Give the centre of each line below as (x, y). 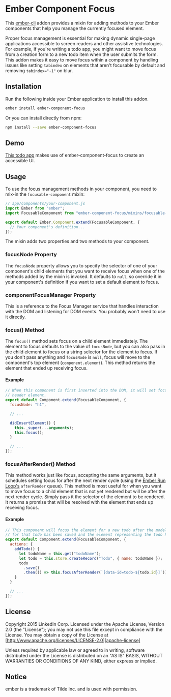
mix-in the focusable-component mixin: (45, 194)
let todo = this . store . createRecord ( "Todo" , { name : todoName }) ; (91, 558)
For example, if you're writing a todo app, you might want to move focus (81, 49)
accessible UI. (20, 161)
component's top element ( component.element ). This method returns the (80, 363)
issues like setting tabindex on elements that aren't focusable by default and (85, 65)
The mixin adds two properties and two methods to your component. (77, 241)
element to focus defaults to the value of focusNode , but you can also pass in (85, 347)
